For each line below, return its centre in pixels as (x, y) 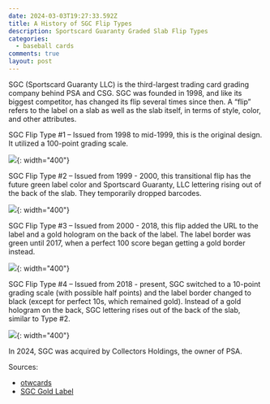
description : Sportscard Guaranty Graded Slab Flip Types (108, 31)
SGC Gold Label (47, 391)
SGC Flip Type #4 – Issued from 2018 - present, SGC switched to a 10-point (135, 284)
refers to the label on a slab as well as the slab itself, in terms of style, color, (135, 110)
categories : (28, 39)
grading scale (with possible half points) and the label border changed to (130, 293)
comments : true (34, 54)
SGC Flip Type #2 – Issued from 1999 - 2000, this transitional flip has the (130, 176)
